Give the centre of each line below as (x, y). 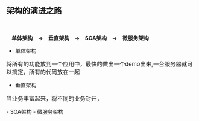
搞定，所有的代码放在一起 (46, 72)
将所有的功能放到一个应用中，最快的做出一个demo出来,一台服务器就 (97, 64)
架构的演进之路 (34, 11)
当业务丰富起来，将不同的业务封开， (55, 99)
